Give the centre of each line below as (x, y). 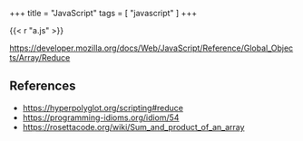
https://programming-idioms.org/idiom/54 (101, 117)
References (43, 86)
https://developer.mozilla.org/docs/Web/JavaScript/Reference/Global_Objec (151, 48)
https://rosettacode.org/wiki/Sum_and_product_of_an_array (133, 127)
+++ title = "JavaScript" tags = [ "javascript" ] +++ (103, 13)
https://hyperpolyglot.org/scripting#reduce (103, 108)
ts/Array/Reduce (40, 57)
